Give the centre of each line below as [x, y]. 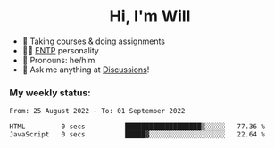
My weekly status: [50, 93]
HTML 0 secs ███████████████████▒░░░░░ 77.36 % [137, 127]
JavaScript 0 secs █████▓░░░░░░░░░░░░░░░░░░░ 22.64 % [137, 135]
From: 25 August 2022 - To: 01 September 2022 [97, 111]
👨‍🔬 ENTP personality [61, 50]
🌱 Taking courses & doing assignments [94, 41]
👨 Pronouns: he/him [58, 60]
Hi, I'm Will [150, 16]
